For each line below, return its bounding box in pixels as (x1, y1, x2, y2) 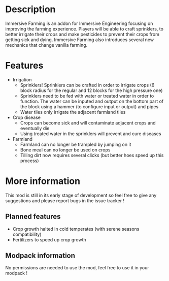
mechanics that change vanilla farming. (5, 42, 88, 48)
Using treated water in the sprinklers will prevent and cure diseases (20, 131, 161, 137)
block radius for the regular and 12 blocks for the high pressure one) (20, 87, 163, 93)
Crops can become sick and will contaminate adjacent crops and (20, 119, 156, 126)
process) (20, 158, 39, 164)
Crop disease (12, 114, 41, 120)
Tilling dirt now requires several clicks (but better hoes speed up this (20, 152, 164, 158)
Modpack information (5, 252, 75, 260)
